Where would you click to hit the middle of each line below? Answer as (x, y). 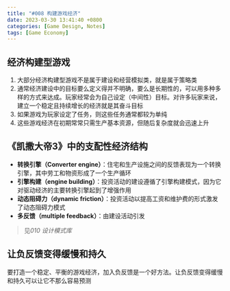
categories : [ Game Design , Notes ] (56, 26)
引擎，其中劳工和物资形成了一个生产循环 (74, 173)
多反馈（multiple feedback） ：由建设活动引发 (81, 216)
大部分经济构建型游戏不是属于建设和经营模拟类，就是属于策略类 (107, 80)
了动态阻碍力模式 (41, 207)
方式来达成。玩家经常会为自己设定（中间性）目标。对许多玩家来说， (125, 97)
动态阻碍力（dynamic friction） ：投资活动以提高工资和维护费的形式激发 (117, 198)
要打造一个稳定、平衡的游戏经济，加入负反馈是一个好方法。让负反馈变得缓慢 (115, 272)
